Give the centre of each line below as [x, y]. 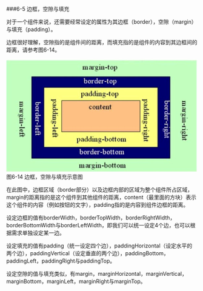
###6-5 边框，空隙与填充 [38, 9]
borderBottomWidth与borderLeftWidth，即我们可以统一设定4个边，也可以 [98, 225]
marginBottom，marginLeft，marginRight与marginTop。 [76, 281]
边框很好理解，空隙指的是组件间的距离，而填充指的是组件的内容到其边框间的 [102, 42]
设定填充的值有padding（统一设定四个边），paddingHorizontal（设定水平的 [99, 246]
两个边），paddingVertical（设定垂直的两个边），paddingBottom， [88, 253]
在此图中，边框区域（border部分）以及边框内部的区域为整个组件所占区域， [100, 189]
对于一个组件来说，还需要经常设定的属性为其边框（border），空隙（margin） [101, 22]
